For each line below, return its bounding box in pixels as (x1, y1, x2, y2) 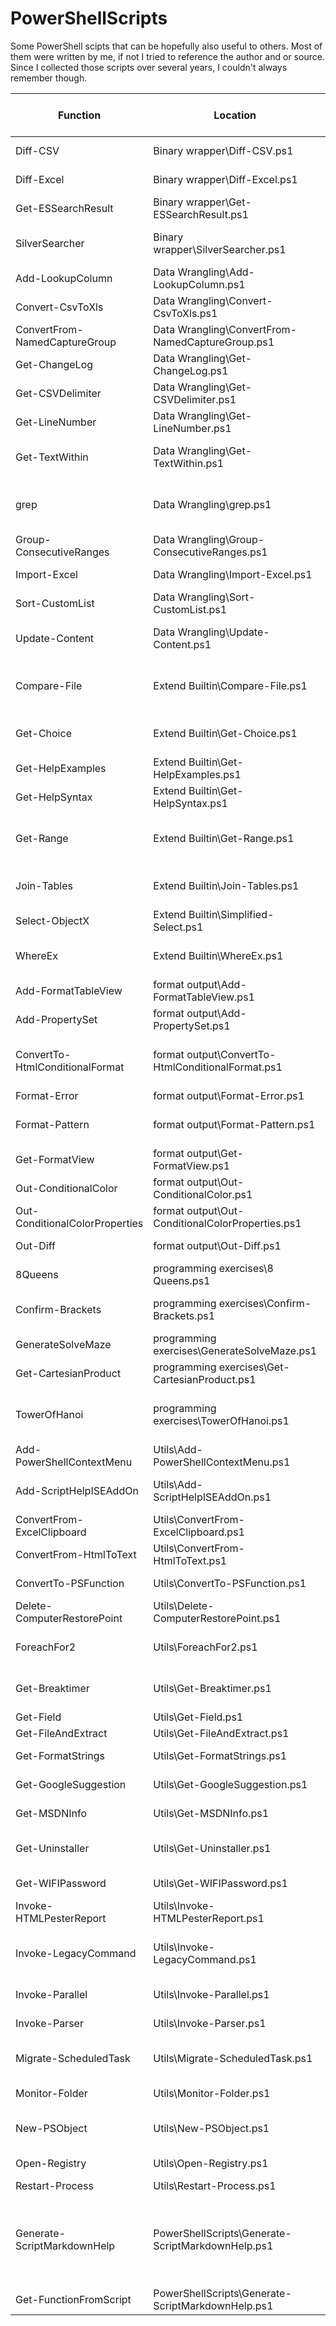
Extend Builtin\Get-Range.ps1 (153, 831, 295, 845)
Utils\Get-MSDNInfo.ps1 (153, 1806, 270, 1820)
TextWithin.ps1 (153, 456, 225, 470)
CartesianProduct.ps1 (153, 1372, 257, 1386)
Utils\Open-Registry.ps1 (153, 2156, 269, 2170)
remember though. (10, 72, 88, 84)
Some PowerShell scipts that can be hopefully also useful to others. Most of (10, 40, 323, 52)
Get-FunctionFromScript (15, 2292, 132, 2306)
